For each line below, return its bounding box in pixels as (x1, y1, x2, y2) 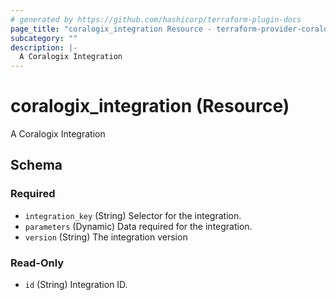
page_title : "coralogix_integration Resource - (10, 24, 213, 34)
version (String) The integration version (24, 231, 188, 243)
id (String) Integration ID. (24, 279, 128, 291)
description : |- (10, 42, 78, 53)
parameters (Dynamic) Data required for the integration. (24, 220, 253, 232)
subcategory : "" (10, 33, 78, 43)
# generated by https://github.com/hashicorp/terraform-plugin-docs (10, 14, 302, 25)
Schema (10, 157, 63, 174)
